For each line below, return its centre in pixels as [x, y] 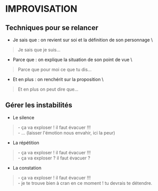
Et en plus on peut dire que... [48, 89]
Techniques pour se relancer [52, 28]
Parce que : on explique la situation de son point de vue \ [72, 60]
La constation [27, 168]
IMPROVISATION [41, 9]
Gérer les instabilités [39, 105]
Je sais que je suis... [39, 50]
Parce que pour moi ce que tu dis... [55, 70]
